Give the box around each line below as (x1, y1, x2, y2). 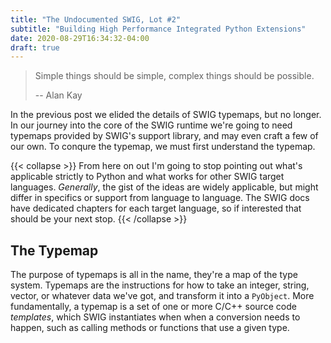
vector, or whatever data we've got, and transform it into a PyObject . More (10, 290, 315, 302)
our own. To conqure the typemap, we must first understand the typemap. (10, 141, 316, 153)
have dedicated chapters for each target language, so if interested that (10, 202, 302, 215)
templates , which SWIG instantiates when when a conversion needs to (10, 311, 301, 323)
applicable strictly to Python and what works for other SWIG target (10, 171, 285, 183)
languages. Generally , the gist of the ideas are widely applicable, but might (10, 181, 319, 193)
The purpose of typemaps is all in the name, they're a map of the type (10, 269, 298, 281)
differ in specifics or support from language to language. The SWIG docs (10, 192, 310, 204)
